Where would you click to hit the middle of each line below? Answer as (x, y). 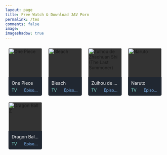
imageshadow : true (25, 33)
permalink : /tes (22, 19)
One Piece (23, 83)
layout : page (19, 10)
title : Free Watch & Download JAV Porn (47, 15)
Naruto (138, 83)
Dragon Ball (24, 137)
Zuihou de (102, 83)
